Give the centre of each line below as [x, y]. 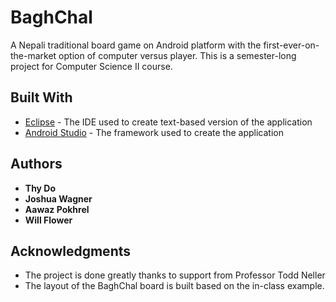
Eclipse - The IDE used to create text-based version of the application [168, 122]
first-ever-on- [291, 45]
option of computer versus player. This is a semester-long [177, 55]
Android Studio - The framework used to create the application [154, 132]
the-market [33, 55]
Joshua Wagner [58, 198]
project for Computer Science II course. [91, 66]
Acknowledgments [71, 251]
